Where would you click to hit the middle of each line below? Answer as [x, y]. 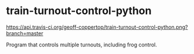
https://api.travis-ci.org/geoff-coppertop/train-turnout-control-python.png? [97, 27]
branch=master [25, 33]
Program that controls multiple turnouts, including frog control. [81, 45]
